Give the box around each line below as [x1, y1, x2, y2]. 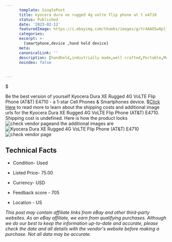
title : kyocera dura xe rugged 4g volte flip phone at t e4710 [18, 12, 157, 17]
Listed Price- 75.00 [12, 169, 53, 175]
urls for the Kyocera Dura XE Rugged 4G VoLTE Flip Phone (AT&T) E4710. [5, 109, 160, 116]
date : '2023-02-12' [18, 21, 60, 27]
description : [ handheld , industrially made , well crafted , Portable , [18, 55, 164, 60]
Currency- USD [12, 180, 46, 186]
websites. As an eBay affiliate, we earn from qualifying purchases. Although [5, 214, 166, 221]
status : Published [18, 17, 58, 22]
